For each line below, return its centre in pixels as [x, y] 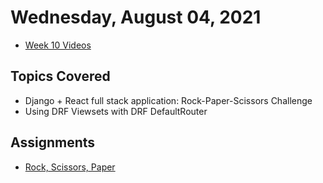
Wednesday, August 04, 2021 [136, 17]
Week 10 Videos [58, 45]
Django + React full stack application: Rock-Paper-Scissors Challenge [168, 100]
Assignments [53, 142]
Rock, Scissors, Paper [70, 167]
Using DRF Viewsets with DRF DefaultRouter [116, 111]
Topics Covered [60, 76]
